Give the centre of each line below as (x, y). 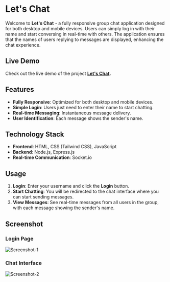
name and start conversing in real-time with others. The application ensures (85, 34)
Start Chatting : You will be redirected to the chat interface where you (86, 192)
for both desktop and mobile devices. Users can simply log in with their (80, 28)
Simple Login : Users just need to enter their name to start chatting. (83, 107)
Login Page (20, 238)
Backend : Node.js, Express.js (44, 152)
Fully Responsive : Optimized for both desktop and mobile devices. (83, 102)
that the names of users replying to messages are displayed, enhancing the (84, 39)
